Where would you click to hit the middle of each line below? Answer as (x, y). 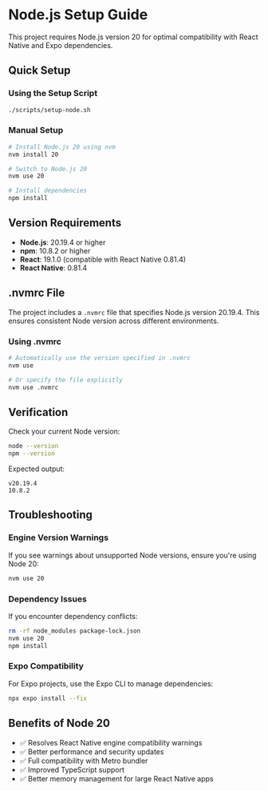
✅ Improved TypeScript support (72, 769)
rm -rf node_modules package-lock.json (75, 631)
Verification (38, 412)
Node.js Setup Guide (78, 15)
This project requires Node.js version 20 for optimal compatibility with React (133, 37)
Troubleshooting (51, 515)
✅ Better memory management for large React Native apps (116, 778)
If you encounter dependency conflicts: (73, 616)
